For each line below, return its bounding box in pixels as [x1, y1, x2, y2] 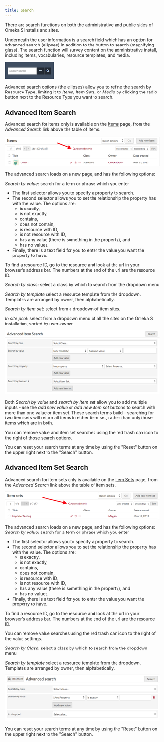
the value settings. [5, 635, 43, 641]
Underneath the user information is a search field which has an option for [5, 37, 153, 43]
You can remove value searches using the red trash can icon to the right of [5, 630, 156, 636]
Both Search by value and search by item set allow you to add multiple [5, 399, 147, 405]
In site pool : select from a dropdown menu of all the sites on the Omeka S [5, 315, 153, 321]
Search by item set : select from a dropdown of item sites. [5, 306, 121, 312]
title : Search [5, 8, 34, 13]
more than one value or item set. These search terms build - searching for [5, 409, 154, 416]
